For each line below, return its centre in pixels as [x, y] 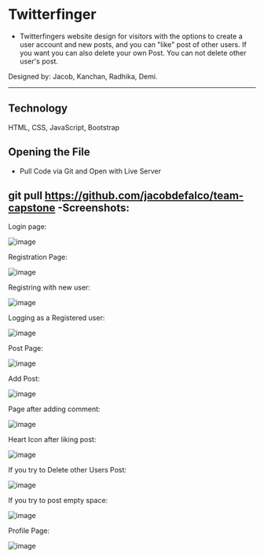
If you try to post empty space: [58, 501]
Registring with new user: [49, 287]
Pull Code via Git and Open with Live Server [90, 171]
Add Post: [24, 379]
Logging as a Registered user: [57, 318]
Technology [38, 109]
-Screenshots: [93, 208]
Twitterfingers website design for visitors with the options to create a [131, 36]
